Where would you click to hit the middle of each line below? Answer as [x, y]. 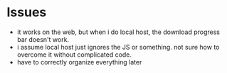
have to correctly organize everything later [79, 62]
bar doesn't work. [43, 39]
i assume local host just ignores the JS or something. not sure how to [118, 47]
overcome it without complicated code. [74, 55]
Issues [27, 12]
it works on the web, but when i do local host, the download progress [118, 32]
